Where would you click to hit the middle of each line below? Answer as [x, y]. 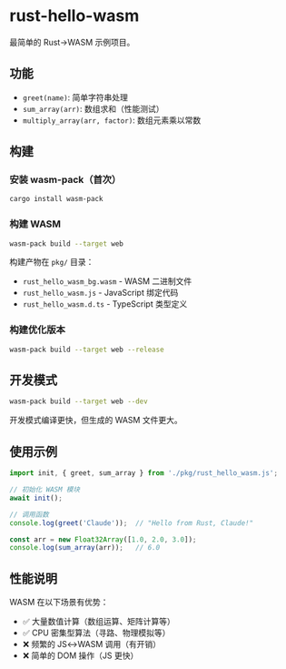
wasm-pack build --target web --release [87, 350]
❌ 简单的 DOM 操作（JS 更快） [80, 655]
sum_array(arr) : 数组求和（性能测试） [94, 108]
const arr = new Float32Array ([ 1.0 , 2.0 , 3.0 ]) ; [103, 539]
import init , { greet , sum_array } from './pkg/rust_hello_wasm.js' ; [144, 473]
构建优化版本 [38, 330]
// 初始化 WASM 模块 [44, 490]
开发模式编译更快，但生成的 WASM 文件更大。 [96, 421]
